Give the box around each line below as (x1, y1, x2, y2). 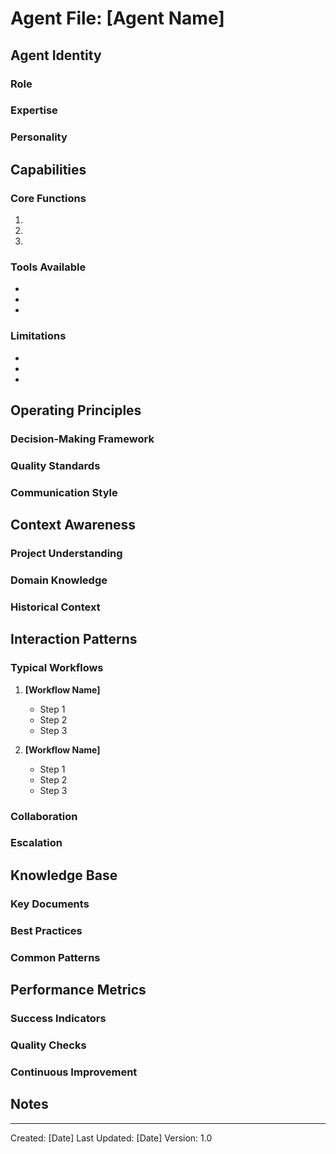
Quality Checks (10, 1038, 87, 1052)
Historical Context (10, 600, 101, 614)
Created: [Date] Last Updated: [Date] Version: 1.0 (10, 1132, 213, 1144)
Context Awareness (10, 517, 137, 534)
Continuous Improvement (10, 1065, 138, 1079)
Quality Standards (10, 458, 101, 472)
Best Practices (10, 923, 83, 937)
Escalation (10, 836, 63, 850)
